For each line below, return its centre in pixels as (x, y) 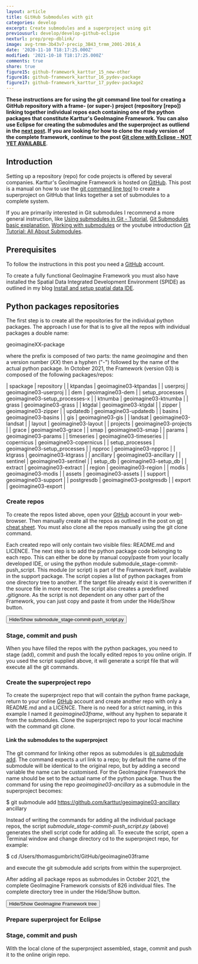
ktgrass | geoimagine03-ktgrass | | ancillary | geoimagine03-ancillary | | (93, 455)
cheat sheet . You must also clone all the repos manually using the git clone (97, 527)
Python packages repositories (63, 307)
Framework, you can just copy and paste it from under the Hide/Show (91, 601)
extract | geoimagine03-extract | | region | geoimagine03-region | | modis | (97, 468)
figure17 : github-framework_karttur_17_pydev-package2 (75, 83)
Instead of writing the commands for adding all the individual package (91, 820)
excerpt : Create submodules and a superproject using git (79, 28)
